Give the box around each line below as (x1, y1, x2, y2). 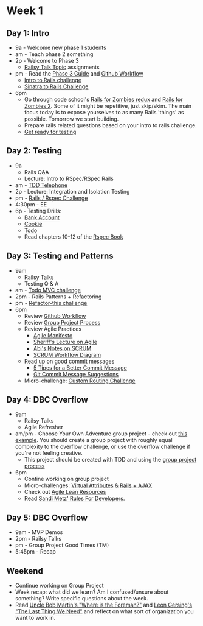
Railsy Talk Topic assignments (24, 63, 100, 71)
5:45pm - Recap (15, 548, 57, 555)
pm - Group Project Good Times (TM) (15, 541, 109, 549)
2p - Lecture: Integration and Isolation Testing (15, 188, 130, 195)
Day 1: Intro (6, 28, 50, 38)
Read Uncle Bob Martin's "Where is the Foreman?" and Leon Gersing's (15, 601, 193, 609)
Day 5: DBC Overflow (6, 512, 88, 522)
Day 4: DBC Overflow (6, 395, 88, 405)
